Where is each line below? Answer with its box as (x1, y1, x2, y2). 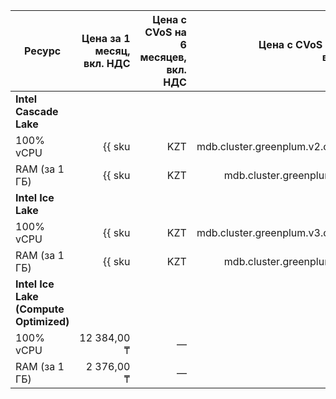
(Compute (15, 302, 65, 316)
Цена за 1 (81, 32, 131, 45)
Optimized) (15, 315, 70, 328)
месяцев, (139, 50, 187, 64)
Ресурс (24, 44, 62, 58)
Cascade (15, 105, 59, 118)
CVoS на (144, 25, 187, 39)
